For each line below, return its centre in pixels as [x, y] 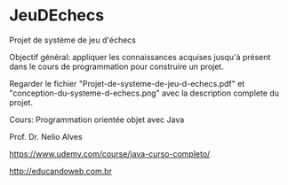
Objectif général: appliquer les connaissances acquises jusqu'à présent [140, 57]
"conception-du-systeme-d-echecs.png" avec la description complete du [144, 93]
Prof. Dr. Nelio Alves [46, 136]
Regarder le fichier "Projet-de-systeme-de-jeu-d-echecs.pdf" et [127, 83]
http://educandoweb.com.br [61, 171]
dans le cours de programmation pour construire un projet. [116, 66]
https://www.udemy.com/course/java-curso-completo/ [110, 154]
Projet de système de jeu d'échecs [72, 40]
